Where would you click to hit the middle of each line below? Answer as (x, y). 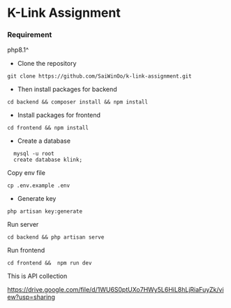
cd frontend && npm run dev (50, 263)
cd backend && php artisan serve (56, 237)
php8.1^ (18, 50)
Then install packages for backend (67, 90)
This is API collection (37, 276)
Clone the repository (47, 64)
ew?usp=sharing (31, 297)
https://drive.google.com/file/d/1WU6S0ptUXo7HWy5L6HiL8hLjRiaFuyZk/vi (116, 290)
